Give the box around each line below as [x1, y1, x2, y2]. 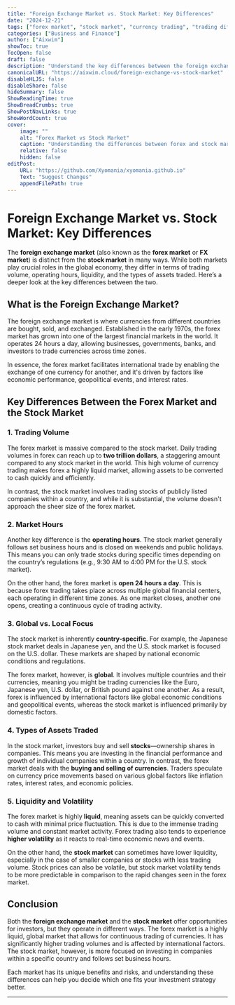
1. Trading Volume [7, 427, 70, 437]
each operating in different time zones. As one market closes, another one [7, 594, 222, 602]
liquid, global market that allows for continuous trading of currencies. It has [7, 931, 224, 940]
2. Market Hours [7, 519, 64, 529]
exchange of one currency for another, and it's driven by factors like [7, 368, 204, 376]
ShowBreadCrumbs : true [7, 102, 73, 109]
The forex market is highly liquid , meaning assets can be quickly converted [7, 812, 225, 820]
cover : [7, 121, 27, 128]
